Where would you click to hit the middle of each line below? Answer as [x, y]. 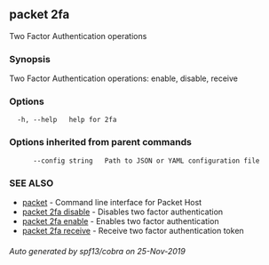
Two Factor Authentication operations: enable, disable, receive [123, 78]
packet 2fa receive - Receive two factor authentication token [133, 231]
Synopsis [30, 59]
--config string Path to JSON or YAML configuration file [146, 161]
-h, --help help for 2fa [67, 120]
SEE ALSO [32, 183]
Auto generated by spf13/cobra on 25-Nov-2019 [98, 251]
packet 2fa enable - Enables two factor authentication [120, 221]
